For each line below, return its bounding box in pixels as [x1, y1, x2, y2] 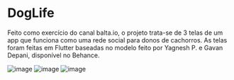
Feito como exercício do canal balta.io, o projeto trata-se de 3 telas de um [7, 28, 223, 37]
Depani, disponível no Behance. [7, 51, 101, 59]
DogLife [7, 5, 55, 21]
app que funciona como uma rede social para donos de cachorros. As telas [7, 35, 228, 44]
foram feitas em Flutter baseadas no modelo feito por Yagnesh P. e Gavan [7, 43, 223, 52]
